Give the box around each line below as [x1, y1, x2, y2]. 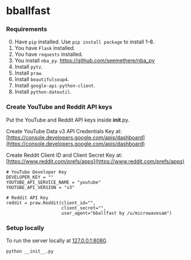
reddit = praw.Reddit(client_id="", [6, 200, 96, 206]
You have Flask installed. [14, 45, 75, 52]
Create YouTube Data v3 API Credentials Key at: [6, 127, 122, 134]
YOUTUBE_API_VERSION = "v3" [6, 184, 75, 190]
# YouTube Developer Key [6, 169, 67, 175]
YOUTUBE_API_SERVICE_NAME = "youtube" [6, 179, 101, 185]
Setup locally [6, 224, 45, 232]
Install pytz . [14, 63, 43, 70]
